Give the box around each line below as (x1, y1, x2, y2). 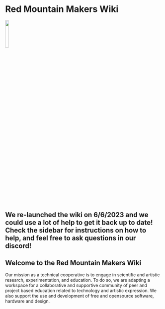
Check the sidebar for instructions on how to (5, 226, 147, 234)
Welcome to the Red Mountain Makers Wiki (5, 258, 142, 267)
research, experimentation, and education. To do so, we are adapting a (5, 277, 150, 283)
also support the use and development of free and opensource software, (5, 293, 154, 299)
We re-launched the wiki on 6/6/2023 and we (5, 211, 149, 219)
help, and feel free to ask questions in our (5, 234, 136, 242)
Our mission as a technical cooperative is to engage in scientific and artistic (5, 272, 160, 278)
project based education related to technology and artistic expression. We (5, 288, 157, 294)
